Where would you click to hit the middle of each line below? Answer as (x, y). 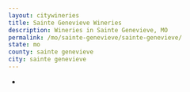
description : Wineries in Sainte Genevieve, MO (88, 30)
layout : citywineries (44, 15)
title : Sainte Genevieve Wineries (65, 23)
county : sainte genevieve (51, 52)
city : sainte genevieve (47, 60)
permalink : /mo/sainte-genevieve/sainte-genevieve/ (95, 37)
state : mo (25, 45)
